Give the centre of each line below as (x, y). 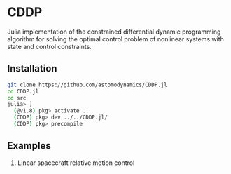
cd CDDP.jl (23, 91)
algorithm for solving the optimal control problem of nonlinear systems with (115, 39)
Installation (32, 68)
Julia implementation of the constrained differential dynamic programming (114, 32)
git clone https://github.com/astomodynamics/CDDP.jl (87, 85)
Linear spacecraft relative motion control (76, 163)
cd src (17, 98)
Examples (29, 146)
